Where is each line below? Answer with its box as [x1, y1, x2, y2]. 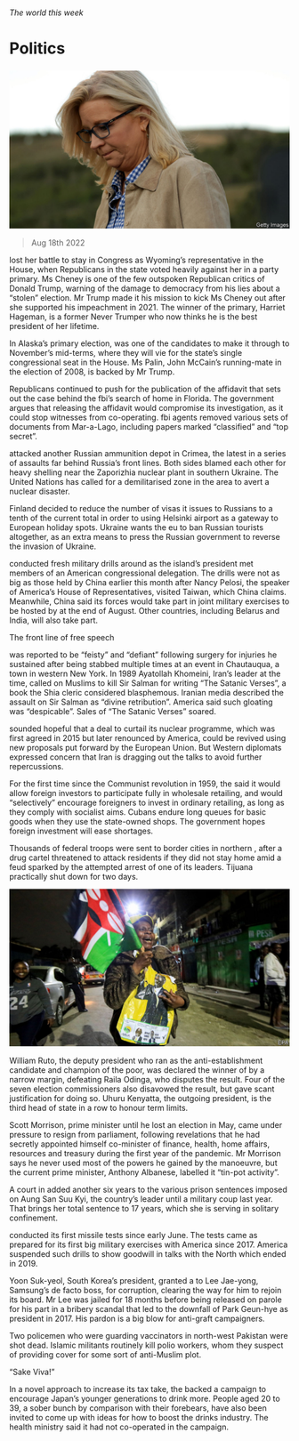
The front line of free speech [9, 632, 115, 642]
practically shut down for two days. [9, 871, 139, 882]
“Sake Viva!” [9, 1366, 55, 1378]
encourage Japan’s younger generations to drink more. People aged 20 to [9, 1393, 280, 1405]
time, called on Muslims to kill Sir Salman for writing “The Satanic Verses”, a [9, 677, 287, 688]
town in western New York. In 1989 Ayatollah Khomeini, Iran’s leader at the [9, 668, 281, 679]
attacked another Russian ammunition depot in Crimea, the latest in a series [9, 447, 287, 458]
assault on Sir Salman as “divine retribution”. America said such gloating [9, 696, 273, 707]
